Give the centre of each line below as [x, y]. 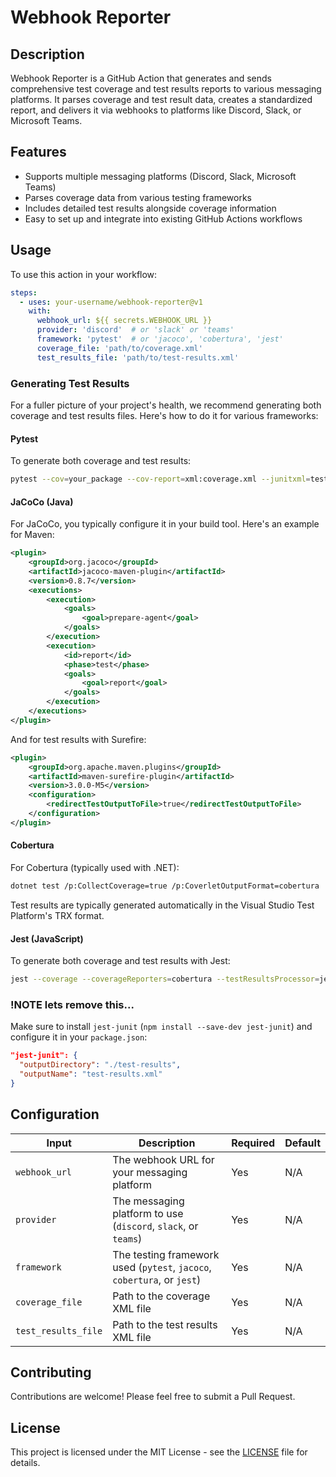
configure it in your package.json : [79, 1037]
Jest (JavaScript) [47, 938]
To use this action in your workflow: [84, 274]
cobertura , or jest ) [157, 1279]
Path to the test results [165, 1324]
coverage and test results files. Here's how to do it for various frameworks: [164, 415]
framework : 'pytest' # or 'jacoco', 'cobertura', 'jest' [160, 339]
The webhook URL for [163, 1159]
